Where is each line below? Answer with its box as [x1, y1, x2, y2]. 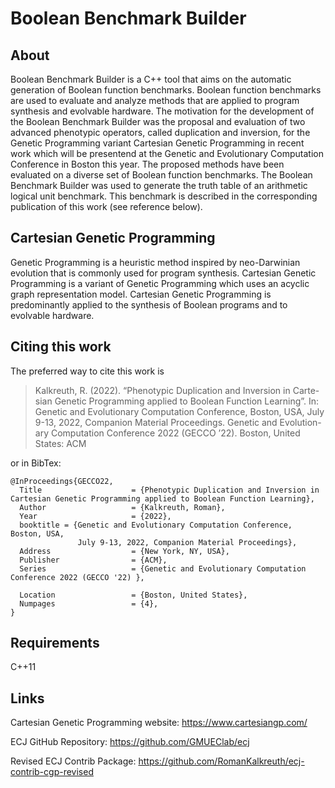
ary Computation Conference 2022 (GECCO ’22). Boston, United [34, 427, 301, 439]
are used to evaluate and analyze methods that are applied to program [10, 95, 300, 106]
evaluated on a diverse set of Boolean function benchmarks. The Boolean [10, 169, 313, 181]
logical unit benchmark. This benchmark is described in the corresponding [10, 190, 318, 202]
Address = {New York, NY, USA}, [19, 546, 230, 556]
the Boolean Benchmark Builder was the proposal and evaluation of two [10, 116, 306, 127]
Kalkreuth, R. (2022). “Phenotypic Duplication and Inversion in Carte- [34, 384, 320, 396]
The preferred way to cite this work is [10, 365, 165, 377]
